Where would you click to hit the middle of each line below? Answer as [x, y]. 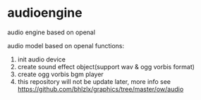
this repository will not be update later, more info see [94, 81]
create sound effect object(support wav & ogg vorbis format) [106, 66]
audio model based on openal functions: [66, 45]
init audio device [41, 59]
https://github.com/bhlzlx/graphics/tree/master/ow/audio [100, 89]
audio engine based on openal [51, 32]
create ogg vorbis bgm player [60, 74]
